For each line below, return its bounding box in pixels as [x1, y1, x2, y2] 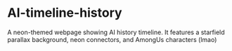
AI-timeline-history [7, 5, 122, 21]
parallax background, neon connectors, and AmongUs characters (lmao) [7, 35, 217, 43]
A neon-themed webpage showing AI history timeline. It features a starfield [7, 28, 225, 36]
